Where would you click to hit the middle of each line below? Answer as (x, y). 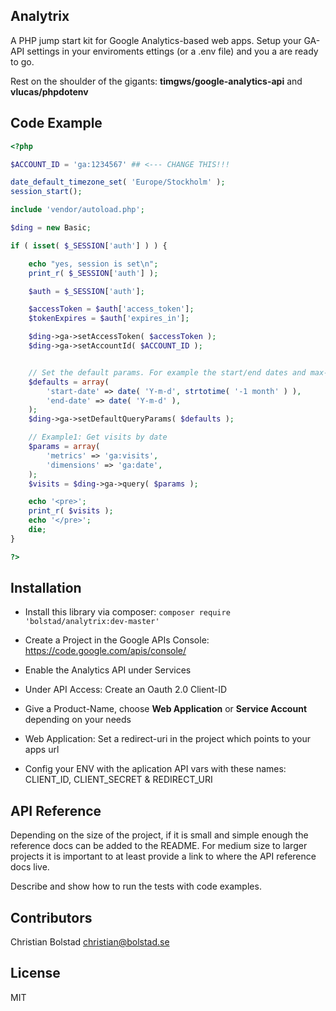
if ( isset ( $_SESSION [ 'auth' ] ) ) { (89, 245)
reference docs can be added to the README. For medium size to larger (159, 846)
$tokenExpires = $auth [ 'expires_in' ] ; (109, 319)
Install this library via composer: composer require (127, 612)
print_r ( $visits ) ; (71, 511)
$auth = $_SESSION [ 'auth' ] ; (86, 291)
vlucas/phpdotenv (49, 91)
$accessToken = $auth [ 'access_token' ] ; (111, 309)
